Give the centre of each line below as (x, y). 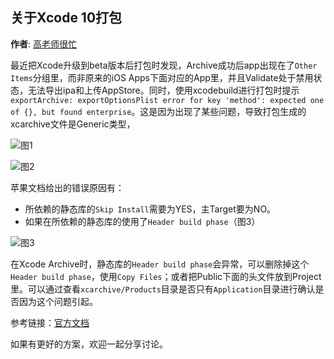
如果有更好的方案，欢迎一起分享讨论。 (89, 344)
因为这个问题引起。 (58, 301)
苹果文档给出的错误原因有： (67, 187)
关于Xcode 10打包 (66, 18)
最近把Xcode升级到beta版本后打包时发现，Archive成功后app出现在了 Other (164, 65)
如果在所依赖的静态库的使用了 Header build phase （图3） (142, 221)
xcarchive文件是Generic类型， (73, 124)
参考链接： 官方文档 (50, 322)
